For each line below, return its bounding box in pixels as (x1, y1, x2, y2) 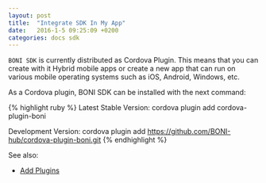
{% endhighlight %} (102, 135, 168, 145)
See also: (8, 151, 39, 160)
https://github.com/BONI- (147, 127, 231, 136)
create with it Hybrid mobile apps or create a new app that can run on (8, 64, 236, 74)
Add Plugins (19, 166, 60, 175)
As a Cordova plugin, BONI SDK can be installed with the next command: (8, 88, 246, 97)
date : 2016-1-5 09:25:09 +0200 (8, 26, 119, 34)
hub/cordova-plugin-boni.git (8, 135, 102, 145)
